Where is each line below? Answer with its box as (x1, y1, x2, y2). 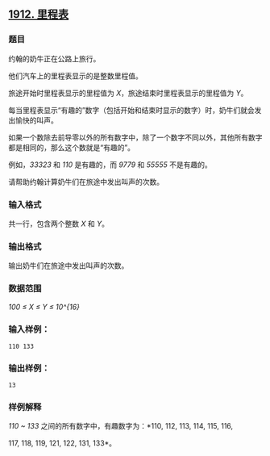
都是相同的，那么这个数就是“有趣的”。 (8, 142, 135, 152)
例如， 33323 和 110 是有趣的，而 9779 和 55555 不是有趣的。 (8, 160, 212, 169)
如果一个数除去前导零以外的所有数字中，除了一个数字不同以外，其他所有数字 (8, 132, 263, 142)
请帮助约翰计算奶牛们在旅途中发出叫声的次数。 (8, 177, 164, 186)
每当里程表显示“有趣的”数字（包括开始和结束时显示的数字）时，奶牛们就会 (8, 105, 255, 115)
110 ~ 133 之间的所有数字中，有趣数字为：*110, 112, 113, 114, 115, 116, (8, 421, 234, 431)
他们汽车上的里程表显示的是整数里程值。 (8, 71, 143, 81)
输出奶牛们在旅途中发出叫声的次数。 (8, 261, 129, 270)
